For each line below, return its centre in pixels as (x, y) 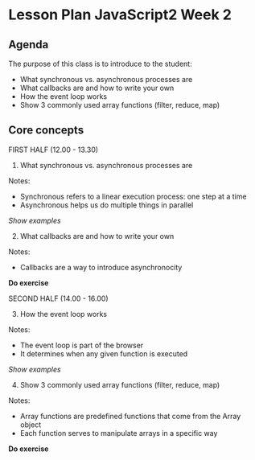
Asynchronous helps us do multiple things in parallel (107, 205)
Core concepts (46, 130)
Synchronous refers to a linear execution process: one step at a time (133, 196)
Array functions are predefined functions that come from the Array (130, 416)
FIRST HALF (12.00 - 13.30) (53, 150)
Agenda (29, 45)
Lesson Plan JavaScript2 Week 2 (120, 15)
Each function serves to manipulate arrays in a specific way (119, 433)
